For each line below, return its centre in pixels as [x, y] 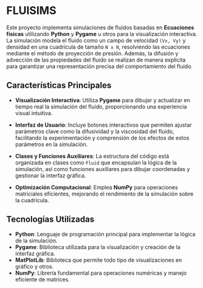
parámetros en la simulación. [51, 144]
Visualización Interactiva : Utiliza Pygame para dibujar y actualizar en [102, 100]
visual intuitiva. [34, 113]
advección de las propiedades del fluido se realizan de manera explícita [96, 60]
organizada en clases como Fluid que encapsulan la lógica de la [96, 163]
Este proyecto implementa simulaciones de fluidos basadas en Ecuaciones [100, 27]
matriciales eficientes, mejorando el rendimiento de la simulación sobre [104, 194]
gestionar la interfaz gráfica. [50, 175]
